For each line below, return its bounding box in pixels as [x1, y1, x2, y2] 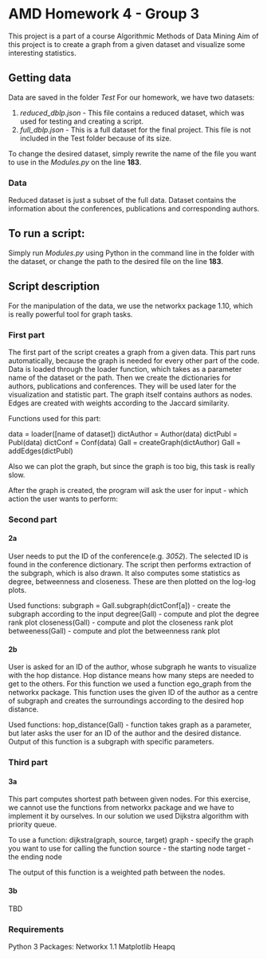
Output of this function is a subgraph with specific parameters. [8, 737, 214, 747]
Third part [8, 757, 48, 768]
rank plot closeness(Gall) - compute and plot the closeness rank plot [8, 618, 234, 627]
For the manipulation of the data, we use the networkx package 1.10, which [8, 301, 253, 310]
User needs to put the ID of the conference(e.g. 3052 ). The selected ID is [8, 551, 249, 561]
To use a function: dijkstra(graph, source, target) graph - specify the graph [8, 835, 253, 845]
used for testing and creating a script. [19, 116, 144, 126]
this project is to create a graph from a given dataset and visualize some [8, 39, 245, 49]
